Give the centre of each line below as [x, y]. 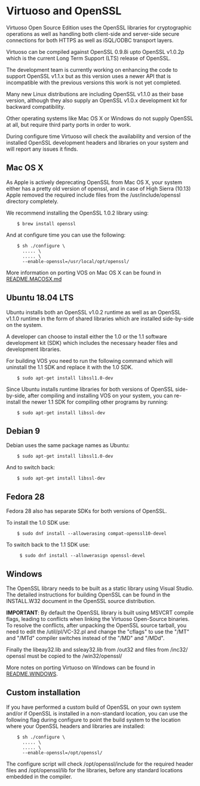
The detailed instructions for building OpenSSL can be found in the [88, 595]
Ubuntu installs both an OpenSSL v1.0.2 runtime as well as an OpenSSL [93, 312]
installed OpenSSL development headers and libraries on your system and [97, 142]
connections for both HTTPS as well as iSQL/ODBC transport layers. [90, 40]
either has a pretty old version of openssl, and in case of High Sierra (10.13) [99, 188]
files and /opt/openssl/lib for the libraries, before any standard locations [95, 770]
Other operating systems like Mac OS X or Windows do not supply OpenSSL [100, 118]
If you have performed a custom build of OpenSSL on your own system [93, 707]
